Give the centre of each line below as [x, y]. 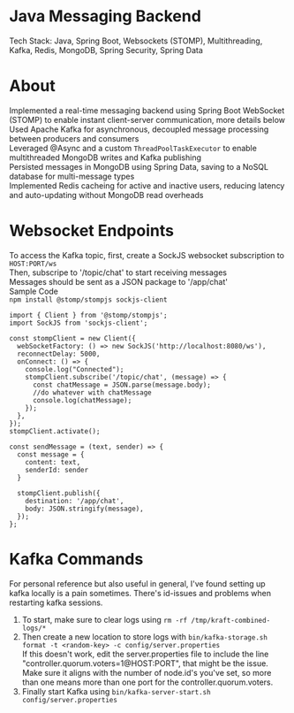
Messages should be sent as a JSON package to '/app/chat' [118, 281]
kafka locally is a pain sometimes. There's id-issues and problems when [140, 593]
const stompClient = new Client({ [73, 338]
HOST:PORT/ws [33, 264]
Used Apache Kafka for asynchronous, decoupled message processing [139, 129]
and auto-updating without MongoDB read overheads [106, 195]
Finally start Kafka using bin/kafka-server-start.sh [116, 691]
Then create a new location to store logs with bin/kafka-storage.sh [144, 636]
